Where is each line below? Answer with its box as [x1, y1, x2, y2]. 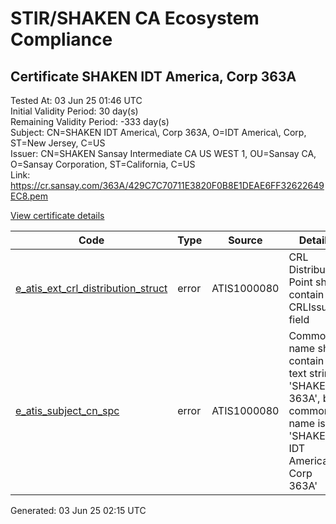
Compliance [10, 28, 113, 51]
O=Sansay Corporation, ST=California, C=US [10, 158, 196, 170]
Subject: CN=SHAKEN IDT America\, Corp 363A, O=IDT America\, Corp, [10, 127, 307, 138]
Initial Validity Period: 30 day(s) [10, 105, 139, 117]
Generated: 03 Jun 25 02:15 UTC [10, 505, 147, 516]
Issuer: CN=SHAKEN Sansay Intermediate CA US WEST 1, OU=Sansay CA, [10, 148, 317, 159]
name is [288, 417, 326, 430]
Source [228, 233, 263, 247]
